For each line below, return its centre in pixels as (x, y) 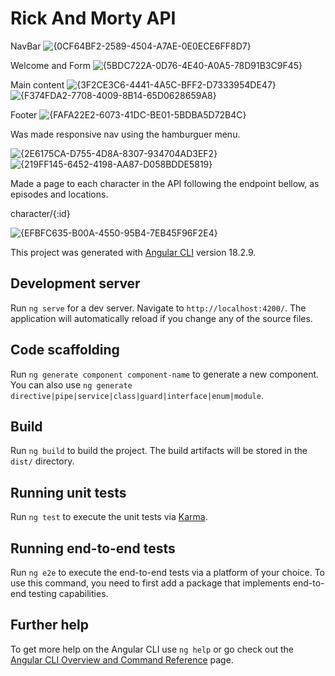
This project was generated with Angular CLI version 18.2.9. (133, 252)
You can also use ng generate (71, 384)
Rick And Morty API (93, 18)
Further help (50, 625)
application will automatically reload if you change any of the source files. (161, 318)
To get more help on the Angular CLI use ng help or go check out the (152, 649)
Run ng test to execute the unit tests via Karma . (109, 517)
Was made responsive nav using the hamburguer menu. (125, 134)
